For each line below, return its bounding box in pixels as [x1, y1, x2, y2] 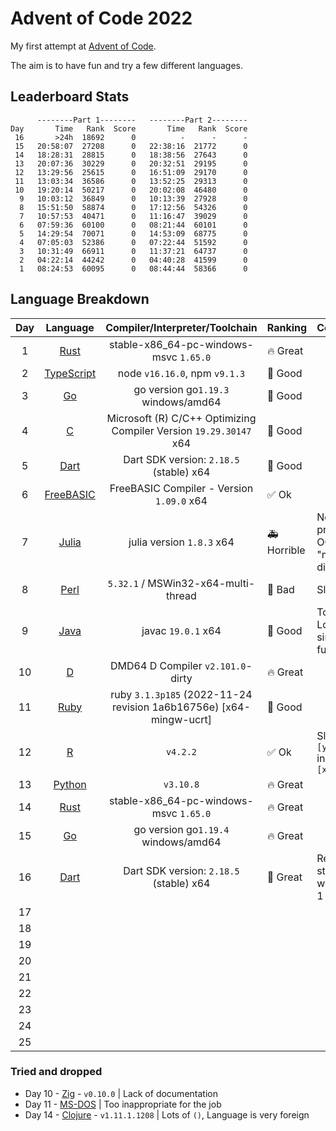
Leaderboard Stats [10, 88, 130, 106]
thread [166, 588, 197, 602]
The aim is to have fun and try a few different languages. [10, 59, 243, 71]
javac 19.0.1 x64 [141, 623, 222, 637]
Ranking [266, 320, 308, 334]
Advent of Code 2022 [10, 7, 193, 30]
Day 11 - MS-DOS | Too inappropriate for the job [24, 1098, 222, 1110]
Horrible [266, 543, 306, 557]
